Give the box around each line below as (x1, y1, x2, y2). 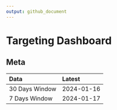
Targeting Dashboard (6, 34, 112, 47)
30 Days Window (9, 85, 57, 93)
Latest (62, 75, 81, 83)
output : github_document (6, 8, 67, 15)
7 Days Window (9, 94, 53, 102)
